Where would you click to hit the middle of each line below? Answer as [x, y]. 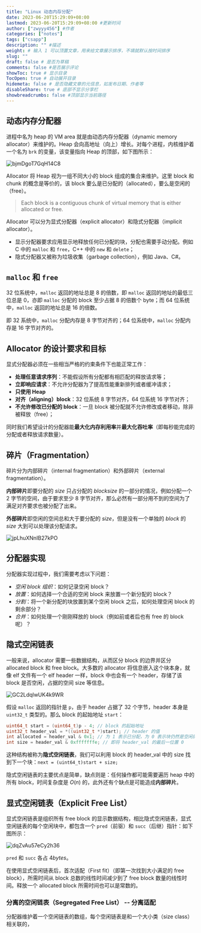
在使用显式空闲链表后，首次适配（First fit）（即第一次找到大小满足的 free [95, 870]
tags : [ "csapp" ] [26, 39]
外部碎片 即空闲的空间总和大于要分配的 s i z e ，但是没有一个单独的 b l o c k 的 [96, 519]
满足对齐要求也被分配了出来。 [43, 506]
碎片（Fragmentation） [50, 455]
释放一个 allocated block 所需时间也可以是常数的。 [79, 885]
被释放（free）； [34, 414]
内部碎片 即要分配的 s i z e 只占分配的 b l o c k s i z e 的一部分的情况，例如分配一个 [99, 491]
